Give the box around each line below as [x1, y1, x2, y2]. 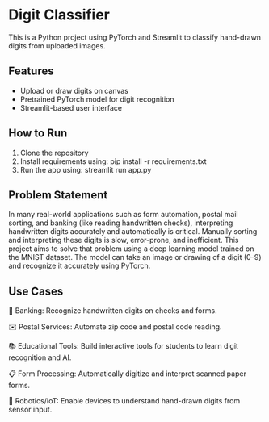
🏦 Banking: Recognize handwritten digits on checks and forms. [8, 306, 217, 315]
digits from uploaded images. [8, 40, 107, 50]
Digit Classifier [8, 6, 111, 24]
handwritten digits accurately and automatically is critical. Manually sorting [8, 227, 258, 236]
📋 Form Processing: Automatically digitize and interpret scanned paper [8, 369, 246, 378]
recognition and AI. [8, 353, 72, 362]
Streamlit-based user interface [19, 102, 123, 112]
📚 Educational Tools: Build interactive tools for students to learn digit [8, 341, 238, 351]
